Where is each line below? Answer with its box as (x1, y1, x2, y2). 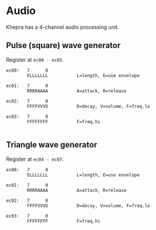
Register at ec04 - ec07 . (6, 155, 64, 163)
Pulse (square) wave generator (6, 40, 121, 50)
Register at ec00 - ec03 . (6, 56, 64, 63)
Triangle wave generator (6, 140, 98, 150)
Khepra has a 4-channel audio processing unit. (6, 23, 119, 31)
